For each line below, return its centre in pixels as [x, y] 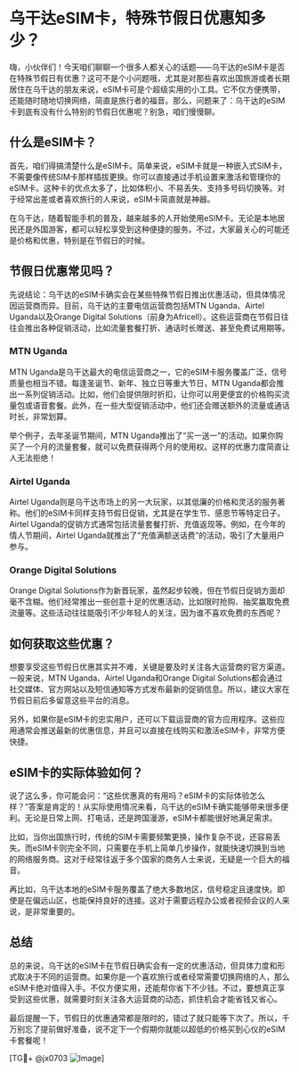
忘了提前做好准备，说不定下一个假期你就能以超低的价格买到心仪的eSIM [155, 1029]
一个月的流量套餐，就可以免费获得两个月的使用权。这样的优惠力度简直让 [157, 446]
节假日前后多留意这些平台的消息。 [72, 700]
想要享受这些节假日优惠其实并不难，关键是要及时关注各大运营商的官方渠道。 [149, 667]
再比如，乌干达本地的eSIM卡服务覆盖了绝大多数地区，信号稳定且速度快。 [143, 889]
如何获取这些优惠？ [62, 643]
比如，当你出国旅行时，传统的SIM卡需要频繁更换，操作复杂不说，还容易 [141, 837]
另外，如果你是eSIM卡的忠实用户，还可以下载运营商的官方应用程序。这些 [143, 720]
